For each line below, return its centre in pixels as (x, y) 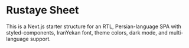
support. (40, 39)
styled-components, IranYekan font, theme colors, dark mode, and (87, 32)
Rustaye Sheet (43, 10)
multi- (176, 32)
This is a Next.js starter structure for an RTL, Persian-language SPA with (94, 26)
